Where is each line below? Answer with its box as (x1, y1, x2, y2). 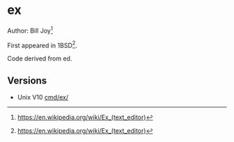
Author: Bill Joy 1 (7, 25, 54, 35)
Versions (7, 74, 47, 86)
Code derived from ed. (7, 54, 72, 63)
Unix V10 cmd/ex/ (17, 93, 69, 102)
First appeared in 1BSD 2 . (7, 40, 78, 49)
